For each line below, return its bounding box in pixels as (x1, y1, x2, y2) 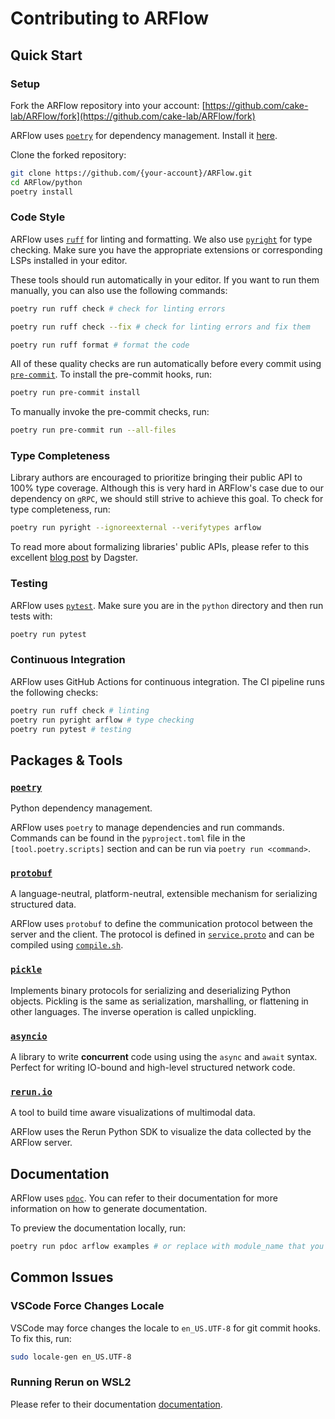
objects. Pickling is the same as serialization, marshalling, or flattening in (10, 995, 309, 1007)
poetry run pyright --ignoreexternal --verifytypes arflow (10, 523, 262, 533)
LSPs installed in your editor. (10, 254, 128, 266)
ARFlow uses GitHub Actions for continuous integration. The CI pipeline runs (10, 675, 325, 687)
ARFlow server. (10, 1137, 73, 1149)
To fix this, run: (10, 1332, 72, 1344)
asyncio (10, 1030, 48, 1042)
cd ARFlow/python (10, 177, 83, 187)
